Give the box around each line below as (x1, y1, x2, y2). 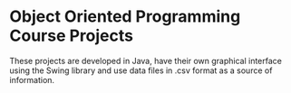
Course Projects (9, 25, 134, 46)
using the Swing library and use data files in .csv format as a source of (9, 65, 273, 76)
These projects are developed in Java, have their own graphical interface (9, 55, 283, 66)
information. (9, 74, 55, 85)
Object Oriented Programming (9, 6, 241, 27)
